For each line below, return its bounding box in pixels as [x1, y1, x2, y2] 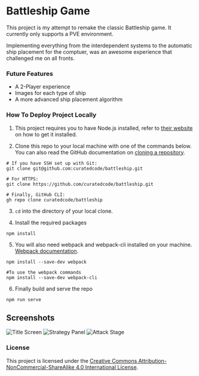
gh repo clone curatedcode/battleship [6, 197, 103, 203]
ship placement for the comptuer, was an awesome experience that [6, 48, 172, 55]
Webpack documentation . [14, 247, 79, 255]
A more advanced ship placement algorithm [14, 96, 123, 103]
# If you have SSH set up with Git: [6, 160, 97, 166]
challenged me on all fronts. [6, 54, 75, 62]
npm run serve [6, 296, 42, 302]
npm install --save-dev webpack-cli [6, 274, 97, 280]
